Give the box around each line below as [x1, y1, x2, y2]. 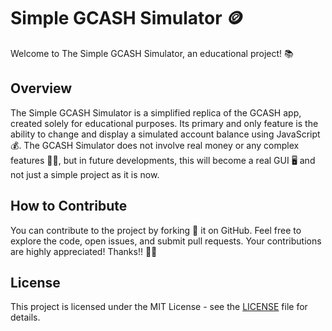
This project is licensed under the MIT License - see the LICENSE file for [10, 301, 308, 313]
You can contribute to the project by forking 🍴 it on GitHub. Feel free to [10, 224, 302, 236]
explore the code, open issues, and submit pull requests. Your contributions [10, 235, 322, 247]
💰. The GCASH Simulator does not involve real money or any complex [10, 139, 300, 151]
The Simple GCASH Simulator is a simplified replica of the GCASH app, [10, 106, 302, 119]
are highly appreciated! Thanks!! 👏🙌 [10, 245, 158, 257]
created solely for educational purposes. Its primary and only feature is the [10, 117, 319, 129]
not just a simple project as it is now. [10, 168, 160, 180]
